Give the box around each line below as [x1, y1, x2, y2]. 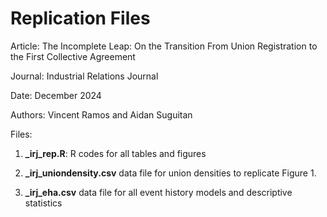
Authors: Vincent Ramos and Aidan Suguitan [10, 108, 193, 121]
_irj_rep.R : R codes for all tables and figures [24, 147, 207, 159]
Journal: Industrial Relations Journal [10, 70, 159, 82]
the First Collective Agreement [10, 50, 136, 62]
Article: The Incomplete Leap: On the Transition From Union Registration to [10, 40, 318, 52]
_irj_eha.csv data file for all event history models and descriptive [24, 186, 293, 198]
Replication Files [10, 7, 151, 30]
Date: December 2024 [10, 89, 102, 101]
